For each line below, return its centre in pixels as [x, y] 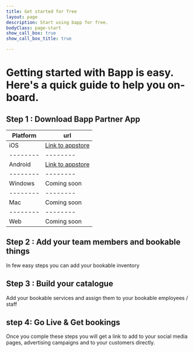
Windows [22, 183]
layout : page [22, 17]
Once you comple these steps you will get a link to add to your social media [97, 336]
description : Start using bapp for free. [57, 22]
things [18, 251]
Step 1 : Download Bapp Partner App [73, 119]
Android [20, 164]
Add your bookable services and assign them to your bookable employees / [97, 298]
